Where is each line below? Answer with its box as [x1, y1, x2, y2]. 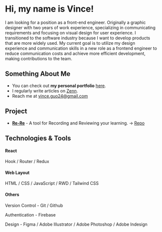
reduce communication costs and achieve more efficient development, [5, 50, 146, 56]
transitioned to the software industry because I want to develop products [5, 35, 150, 41]
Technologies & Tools [5, 134, 71, 142]
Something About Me [5, 70, 71, 78]
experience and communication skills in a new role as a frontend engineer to [5, 45, 157, 51]
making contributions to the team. [5, 55, 73, 61]
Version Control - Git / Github [5, 202, 63, 208]
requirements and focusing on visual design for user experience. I [5, 30, 136, 36]
